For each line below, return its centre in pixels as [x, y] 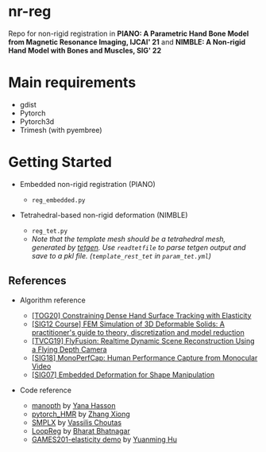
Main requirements [72, 83]
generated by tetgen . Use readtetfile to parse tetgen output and [139, 247]
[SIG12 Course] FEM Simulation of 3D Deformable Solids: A [128, 324]
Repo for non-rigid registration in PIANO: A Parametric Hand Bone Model [129, 33]
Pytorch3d [37, 121]
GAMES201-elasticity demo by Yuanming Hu [104, 439]
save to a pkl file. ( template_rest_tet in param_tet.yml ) [121, 255]
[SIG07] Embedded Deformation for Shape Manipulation [123, 374]
